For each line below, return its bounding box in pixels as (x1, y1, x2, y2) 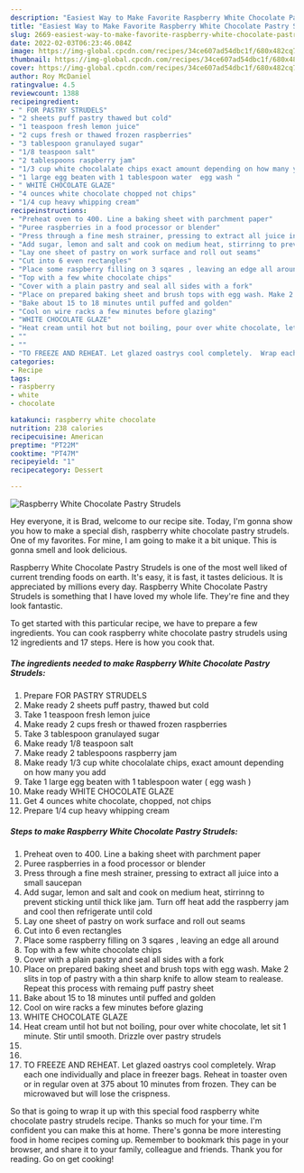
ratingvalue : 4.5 (10, 80, 76, 89)
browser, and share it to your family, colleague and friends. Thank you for (10, 1143, 283, 1155)
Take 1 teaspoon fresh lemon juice (23, 709, 151, 720)
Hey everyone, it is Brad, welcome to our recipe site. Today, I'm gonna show (10, 516, 293, 526)
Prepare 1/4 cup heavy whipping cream (23, 805, 170, 816)
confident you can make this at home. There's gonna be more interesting (10, 1124, 281, 1135)
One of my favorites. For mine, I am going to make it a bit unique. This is (10, 535, 278, 546)
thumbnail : (10, 55, 51, 64)
